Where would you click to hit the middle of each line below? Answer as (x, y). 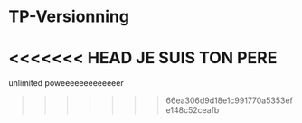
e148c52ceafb (193, 110)
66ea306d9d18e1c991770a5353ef (229, 100)
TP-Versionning (69, 17)
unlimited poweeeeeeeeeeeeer (66, 83)
